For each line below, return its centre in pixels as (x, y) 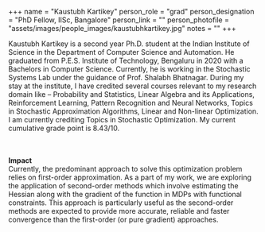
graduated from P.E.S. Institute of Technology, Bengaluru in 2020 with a (126, 60)
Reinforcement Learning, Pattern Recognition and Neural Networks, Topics (131, 103)
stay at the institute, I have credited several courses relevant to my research (132, 86)
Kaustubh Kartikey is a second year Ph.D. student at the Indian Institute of (129, 44)
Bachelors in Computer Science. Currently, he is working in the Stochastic (129, 69)
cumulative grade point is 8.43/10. (64, 128)
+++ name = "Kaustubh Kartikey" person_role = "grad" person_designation (131, 12)
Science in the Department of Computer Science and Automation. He (121, 52)
